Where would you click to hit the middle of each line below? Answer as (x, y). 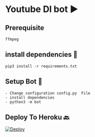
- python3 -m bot (23, 102)
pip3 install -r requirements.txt (41, 66)
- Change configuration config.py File (48, 93)
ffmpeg (12, 39)
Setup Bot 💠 (24, 82)
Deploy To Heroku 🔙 (37, 117)
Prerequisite (25, 28)
